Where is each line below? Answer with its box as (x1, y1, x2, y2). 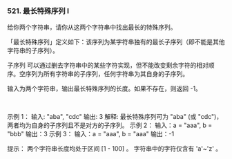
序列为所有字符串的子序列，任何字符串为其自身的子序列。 (25, 70, 188, 78)
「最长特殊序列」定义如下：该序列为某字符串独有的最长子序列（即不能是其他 (7, 38, 225, 46)
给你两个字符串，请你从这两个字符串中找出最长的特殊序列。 (7, 23, 177, 32)
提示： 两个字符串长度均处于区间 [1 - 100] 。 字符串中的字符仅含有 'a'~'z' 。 (7, 144, 222, 153)
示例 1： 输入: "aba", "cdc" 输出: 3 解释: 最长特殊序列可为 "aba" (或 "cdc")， (7, 113, 223, 121)
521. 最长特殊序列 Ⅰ (7, 6, 69, 15)
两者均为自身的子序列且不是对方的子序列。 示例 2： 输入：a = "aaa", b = (7, 121, 213, 129)
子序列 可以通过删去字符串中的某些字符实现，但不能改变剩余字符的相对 (7, 61, 209, 70)
